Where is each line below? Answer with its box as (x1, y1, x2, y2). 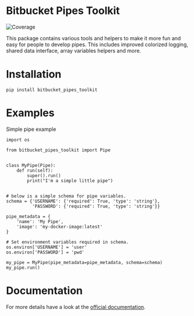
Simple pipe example (6, 126, 57, 133)
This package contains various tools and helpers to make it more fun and (6, 34, 181, 41)
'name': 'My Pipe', (16, 218, 64, 224)
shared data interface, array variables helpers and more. (6, 47, 142, 54)
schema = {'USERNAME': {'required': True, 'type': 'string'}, (6, 198, 160, 204)
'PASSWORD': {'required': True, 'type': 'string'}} (31, 203, 160, 209)
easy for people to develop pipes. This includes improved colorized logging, (6, 41, 188, 48)
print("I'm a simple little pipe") (27, 178, 114, 183)
